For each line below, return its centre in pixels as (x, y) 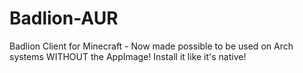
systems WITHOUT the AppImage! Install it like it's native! (128, 56)
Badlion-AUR (64, 18)
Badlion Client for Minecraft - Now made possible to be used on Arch (151, 46)
